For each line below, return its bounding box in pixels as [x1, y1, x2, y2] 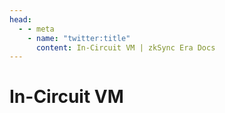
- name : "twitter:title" [27, 33, 131, 43]
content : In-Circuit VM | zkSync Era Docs [35, 42, 216, 53]
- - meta [18, 24, 55, 34]
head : [9, 14, 32, 25]
